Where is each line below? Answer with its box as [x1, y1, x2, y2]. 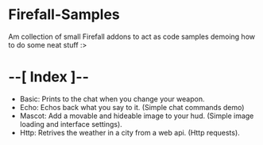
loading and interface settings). [19, 119, 123, 128]
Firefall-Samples [8, 6, 121, 24]
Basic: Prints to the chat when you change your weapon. [19, 93, 205, 104]
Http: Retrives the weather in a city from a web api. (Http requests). [19, 128, 240, 137]
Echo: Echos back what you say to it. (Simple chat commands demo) [19, 102, 245, 112]
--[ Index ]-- [8, 68, 90, 86]
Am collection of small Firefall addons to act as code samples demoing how [8, 32, 256, 41]
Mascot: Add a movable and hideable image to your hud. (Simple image [19, 111, 254, 120]
